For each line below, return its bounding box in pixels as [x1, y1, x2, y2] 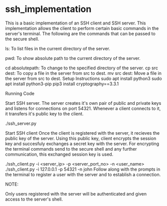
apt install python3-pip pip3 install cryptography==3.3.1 [5, 81, 119, 87]
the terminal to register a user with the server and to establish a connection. [5, 171, 161, 178]
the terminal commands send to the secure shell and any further [5, 146, 137, 152]
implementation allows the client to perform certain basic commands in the [5, 25, 159, 31]
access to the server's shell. [5, 196, 63, 202]
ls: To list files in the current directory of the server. [5, 45, 111, 51]
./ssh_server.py [5, 120, 36, 126]
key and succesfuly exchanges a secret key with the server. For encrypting [5, 141, 160, 147]
